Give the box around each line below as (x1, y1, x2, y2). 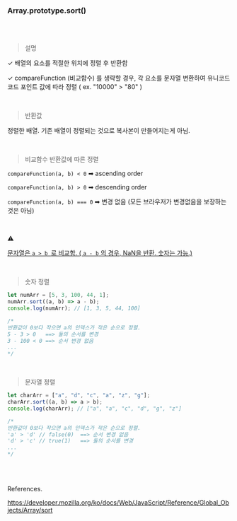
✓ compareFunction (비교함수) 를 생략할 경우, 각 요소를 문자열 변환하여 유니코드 (7, 74, 231, 83)
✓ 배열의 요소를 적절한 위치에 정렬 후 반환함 (7, 59, 128, 67)
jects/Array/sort (7, 506, 53, 515)
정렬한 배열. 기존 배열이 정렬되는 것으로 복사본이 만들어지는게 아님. (7, 127, 191, 135)
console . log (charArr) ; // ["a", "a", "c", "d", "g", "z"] (7, 405, 182, 412)
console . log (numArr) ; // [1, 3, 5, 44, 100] (7, 305, 141, 312)
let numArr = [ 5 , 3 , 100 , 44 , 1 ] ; (7, 292, 110, 299)
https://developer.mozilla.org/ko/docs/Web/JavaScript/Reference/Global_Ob (7, 498, 230, 507)
